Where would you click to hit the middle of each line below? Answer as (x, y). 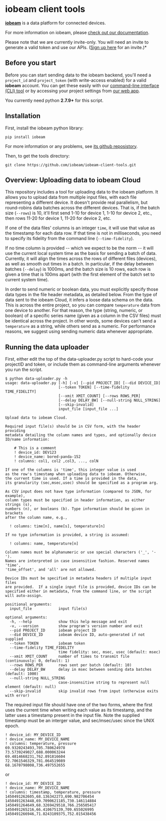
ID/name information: (28, 440)
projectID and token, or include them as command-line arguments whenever (83, 364)
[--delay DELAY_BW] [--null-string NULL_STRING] (110, 400)
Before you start (31, 63)
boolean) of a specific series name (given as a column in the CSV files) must (83, 316)
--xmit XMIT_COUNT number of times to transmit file (70, 657)
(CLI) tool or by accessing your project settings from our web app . (73, 91)
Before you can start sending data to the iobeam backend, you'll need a (78, 75)
